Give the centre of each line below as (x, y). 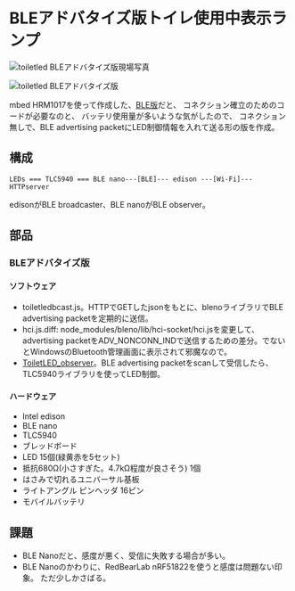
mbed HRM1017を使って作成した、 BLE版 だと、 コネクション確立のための (143, 104)
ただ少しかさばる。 (75, 578)
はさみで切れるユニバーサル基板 (81, 480)
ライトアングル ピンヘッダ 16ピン (83, 490)
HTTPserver (29, 187)
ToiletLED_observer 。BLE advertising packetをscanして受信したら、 (147, 363)
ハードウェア (33, 396)
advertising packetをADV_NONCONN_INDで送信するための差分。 (142, 341)
